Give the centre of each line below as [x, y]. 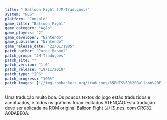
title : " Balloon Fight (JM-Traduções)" [48, 10]
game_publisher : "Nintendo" [34, 42]
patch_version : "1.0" [28, 65]
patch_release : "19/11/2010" [35, 70]
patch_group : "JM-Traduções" [35, 56]
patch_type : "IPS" [24, 74]
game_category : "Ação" [29, 28]
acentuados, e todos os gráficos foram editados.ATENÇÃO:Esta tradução [80, 102]
